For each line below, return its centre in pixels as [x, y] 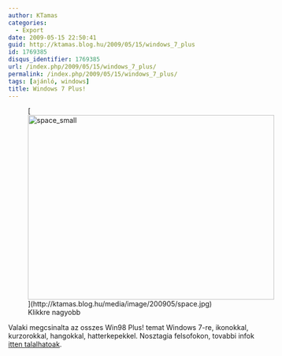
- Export [30, 30]
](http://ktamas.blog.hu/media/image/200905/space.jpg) [120, 304]
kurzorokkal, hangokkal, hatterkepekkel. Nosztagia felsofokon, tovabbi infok [131, 336]
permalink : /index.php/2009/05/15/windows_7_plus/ [93, 74]
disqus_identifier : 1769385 [54, 60]
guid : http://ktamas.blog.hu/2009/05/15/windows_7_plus [102, 45]
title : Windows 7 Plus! [47, 89]
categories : [28, 23]
